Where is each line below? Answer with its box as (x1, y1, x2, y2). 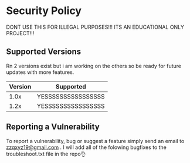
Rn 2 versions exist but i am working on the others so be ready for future (6, 62, 182, 69)
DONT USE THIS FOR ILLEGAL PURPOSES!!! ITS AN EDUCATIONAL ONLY (6, 23, 185, 30)
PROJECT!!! (6, 29, 35, 36)
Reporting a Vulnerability (6, 122, 100, 132)
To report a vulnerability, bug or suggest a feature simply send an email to (6, 137, 185, 144)
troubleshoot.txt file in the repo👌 (6, 150, 86, 157)
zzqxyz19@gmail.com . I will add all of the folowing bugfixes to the (6, 144, 167, 151)
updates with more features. (6, 69, 74, 76)
